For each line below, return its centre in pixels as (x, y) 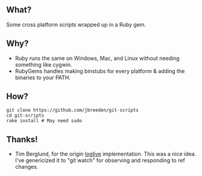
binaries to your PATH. (43, 77)
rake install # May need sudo (44, 121)
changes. (27, 167)
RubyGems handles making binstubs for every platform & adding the (100, 71)
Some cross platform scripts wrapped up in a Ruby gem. (76, 24)
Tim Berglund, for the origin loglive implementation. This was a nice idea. (106, 154)
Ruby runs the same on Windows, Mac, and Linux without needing (97, 58)
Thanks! (22, 139)
